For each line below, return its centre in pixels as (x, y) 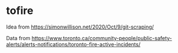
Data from (18, 38)
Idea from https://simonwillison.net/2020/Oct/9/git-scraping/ (80, 27)
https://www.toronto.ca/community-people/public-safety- (102, 38)
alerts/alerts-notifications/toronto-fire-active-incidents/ (73, 44)
